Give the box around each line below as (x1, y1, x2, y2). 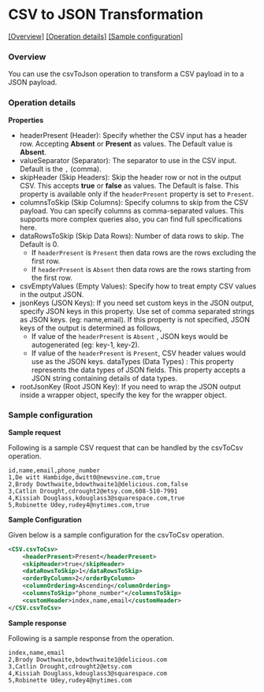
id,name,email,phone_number (8, 467, 101, 474)
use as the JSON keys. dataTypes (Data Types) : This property (31, 356, 234, 366)
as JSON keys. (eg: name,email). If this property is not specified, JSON (19, 314, 251, 324)
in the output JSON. (19, 289, 84, 299)
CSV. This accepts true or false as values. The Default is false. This (19, 180, 239, 190)
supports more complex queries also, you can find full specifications (19, 214, 243, 224)
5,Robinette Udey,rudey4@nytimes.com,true (8, 500, 150, 509)
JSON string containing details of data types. (31, 373, 177, 383)
